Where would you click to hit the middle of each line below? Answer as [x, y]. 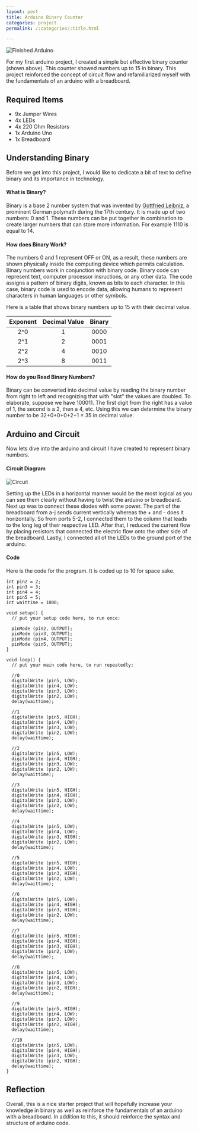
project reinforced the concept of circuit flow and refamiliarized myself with [98, 74]
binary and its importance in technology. [55, 179]
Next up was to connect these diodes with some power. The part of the [93, 506]
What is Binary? [26, 192]
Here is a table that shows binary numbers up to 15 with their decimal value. [99, 307]
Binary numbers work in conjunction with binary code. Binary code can [93, 270]
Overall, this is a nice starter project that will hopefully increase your [89, 1104]
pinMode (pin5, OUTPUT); [42, 644]
